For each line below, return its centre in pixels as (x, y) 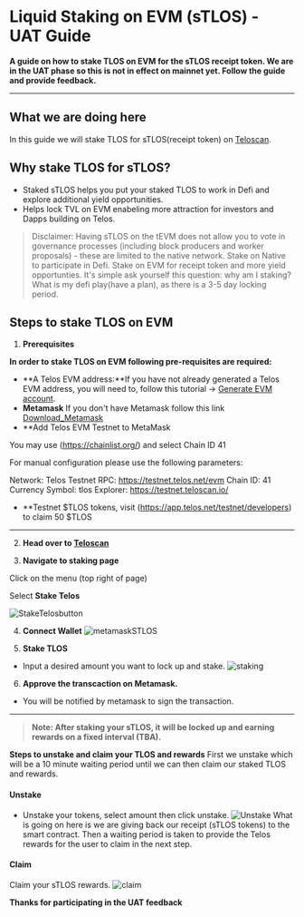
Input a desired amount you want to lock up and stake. (124, 666)
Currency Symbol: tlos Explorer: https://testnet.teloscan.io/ (119, 490)
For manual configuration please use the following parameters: (126, 463)
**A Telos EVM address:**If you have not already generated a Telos (151, 379)
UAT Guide (51, 36)
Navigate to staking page (71, 561)
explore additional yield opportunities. (93, 199)
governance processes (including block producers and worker (148, 246)
